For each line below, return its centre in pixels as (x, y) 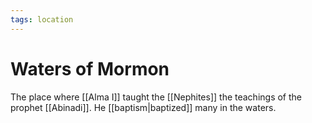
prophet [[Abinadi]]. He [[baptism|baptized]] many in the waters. (143, 107)
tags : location (42, 19)
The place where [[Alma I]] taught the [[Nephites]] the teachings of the (156, 97)
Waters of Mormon (90, 68)
